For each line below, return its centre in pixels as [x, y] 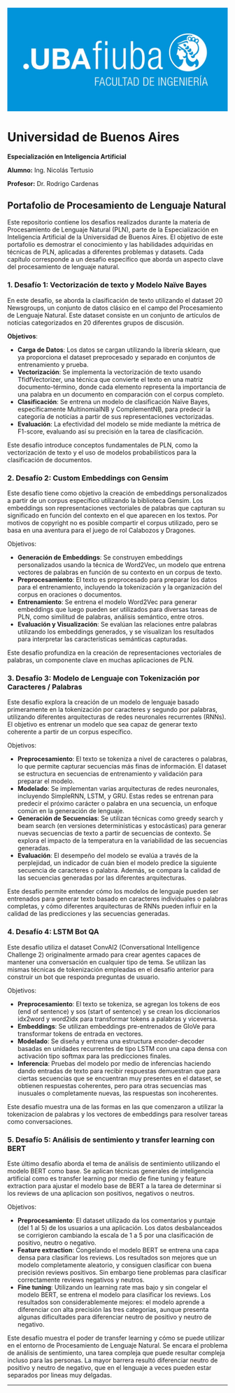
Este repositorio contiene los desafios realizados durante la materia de [109, 222]
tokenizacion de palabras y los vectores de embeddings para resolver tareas [117, 1114]
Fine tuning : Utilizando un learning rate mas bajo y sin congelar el [112, 1287]
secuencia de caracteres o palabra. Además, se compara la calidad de [119, 871]
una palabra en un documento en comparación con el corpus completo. [121, 394]
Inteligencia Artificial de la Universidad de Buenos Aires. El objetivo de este [115, 237]
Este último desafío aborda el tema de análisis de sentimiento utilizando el [114, 1163]
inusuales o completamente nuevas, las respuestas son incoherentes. [117, 1093]
